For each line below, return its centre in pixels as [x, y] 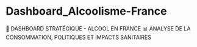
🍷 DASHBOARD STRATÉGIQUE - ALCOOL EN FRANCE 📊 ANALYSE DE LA [98, 28]
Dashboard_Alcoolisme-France [86, 11]
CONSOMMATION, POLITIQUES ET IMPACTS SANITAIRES [79, 37]
